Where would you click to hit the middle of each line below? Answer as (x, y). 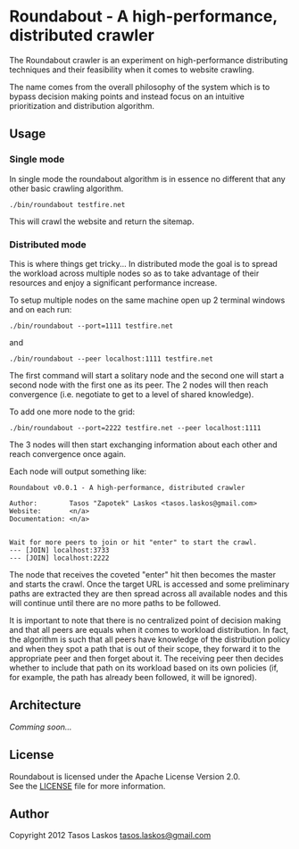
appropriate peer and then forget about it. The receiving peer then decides (146, 658)
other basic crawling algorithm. (66, 188)
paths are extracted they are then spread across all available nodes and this (149, 593)
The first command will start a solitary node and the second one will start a (147, 375)
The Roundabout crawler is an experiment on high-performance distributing (149, 60)
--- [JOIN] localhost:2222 (59, 558)
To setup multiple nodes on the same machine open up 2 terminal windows (147, 300)
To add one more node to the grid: (72, 412)
